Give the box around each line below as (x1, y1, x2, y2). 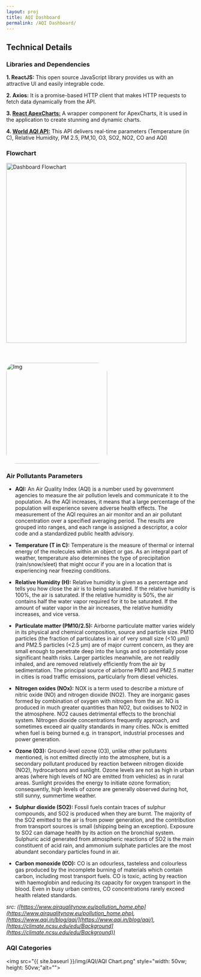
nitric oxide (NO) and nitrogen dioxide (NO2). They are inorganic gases (14, 691, 190, 699)
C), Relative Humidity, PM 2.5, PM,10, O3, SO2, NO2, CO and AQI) (6, 134, 168, 142)
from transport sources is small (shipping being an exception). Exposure (14, 823, 194, 830)
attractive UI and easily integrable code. (6, 80, 105, 88)
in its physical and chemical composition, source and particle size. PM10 (14, 629, 194, 636)
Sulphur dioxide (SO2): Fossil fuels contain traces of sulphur (14, 804, 166, 811)
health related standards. (14, 892, 77, 899)
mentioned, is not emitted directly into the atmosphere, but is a (14, 754, 170, 761)
